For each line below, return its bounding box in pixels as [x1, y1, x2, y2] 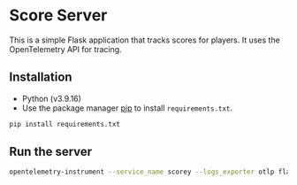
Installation [9, 70, 72, 85]
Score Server [9, 5, 108, 26]
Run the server [9, 144, 93, 159]
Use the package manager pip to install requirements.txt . [21, 103, 232, 113]
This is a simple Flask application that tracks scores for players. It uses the [9, 35, 280, 45]
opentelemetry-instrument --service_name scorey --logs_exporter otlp [9, 167, 275, 177]
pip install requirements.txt [9, 119, 121, 128]
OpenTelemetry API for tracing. [9, 43, 122, 54]
